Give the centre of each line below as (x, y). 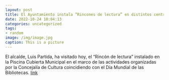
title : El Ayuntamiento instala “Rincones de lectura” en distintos (78, 14)
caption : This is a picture (35, 42)
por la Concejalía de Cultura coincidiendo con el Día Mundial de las (75, 67)
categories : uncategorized (33, 24)
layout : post (19, 10)
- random (14, 33)
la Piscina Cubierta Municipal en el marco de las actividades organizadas (81, 62)
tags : (11, 28)
